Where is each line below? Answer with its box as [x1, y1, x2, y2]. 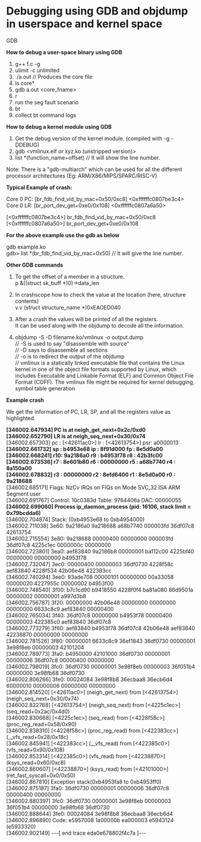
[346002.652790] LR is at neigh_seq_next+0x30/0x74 [6, 432, 146, 440]
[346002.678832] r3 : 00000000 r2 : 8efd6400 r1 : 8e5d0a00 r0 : [6, 471, 176, 478]
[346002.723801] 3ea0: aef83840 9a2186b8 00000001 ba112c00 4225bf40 [6, 547, 194, 555]
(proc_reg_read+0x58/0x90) [6, 720, 77, 728]
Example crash [6, 396, 44, 404]
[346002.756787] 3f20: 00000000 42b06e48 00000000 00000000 [6, 599, 176, 606]
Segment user [6, 490, 41, 497]
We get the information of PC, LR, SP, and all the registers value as [6, 408, 171, 415]
